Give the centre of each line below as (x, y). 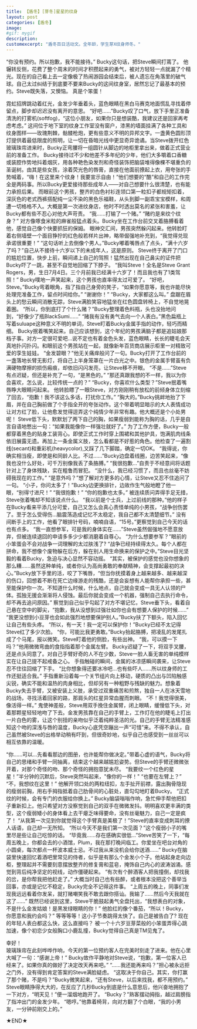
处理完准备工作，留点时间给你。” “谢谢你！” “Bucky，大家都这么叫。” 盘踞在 (96, 294)
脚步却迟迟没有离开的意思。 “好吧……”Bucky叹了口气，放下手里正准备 (106, 111)
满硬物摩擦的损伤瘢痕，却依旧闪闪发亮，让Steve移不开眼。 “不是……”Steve (96, 367)
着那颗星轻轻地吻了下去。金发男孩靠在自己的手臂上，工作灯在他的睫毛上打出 (98, 712)
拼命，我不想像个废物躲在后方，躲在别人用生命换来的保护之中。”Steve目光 (95, 551)
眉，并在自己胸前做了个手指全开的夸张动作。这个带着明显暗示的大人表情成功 (98, 404)
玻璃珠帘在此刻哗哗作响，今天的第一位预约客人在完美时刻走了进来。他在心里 (98, 950)
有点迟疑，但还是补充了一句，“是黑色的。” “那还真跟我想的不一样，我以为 (94, 375)
